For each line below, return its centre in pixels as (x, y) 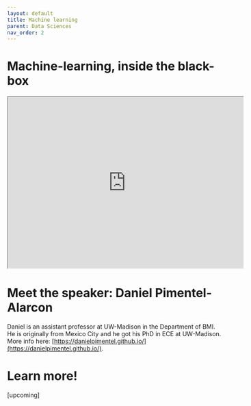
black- (196, 66)
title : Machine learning (42, 20)
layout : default (30, 13)
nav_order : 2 (26, 33)
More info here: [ (31, 341)
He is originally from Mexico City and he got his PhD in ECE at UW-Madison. (114, 334)
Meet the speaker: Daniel (80, 293)
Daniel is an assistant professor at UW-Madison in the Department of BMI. (111, 327)
